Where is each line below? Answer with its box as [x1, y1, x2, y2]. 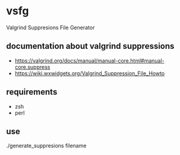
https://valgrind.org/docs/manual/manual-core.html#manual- [14, 57, 165, 64]
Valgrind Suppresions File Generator [6, 24, 95, 31]
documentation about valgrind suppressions [6, 41, 175, 51]
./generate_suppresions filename [6, 142, 87, 150]
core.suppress [14, 63, 50, 70]
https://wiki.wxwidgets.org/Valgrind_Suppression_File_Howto [14, 70, 165, 77]
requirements [6, 87, 58, 97]
